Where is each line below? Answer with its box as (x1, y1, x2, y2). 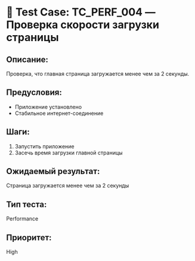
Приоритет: (6, 232, 52, 243)
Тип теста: (6, 199, 47, 209)
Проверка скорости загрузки (6, 18, 160, 32)
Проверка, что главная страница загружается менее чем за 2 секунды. (6, 70, 190, 77)
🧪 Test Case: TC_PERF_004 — (6, 5, 156, 19)
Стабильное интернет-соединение (14, 110, 104, 117)
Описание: (6, 54, 49, 64)
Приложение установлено (14, 103, 82, 110)
